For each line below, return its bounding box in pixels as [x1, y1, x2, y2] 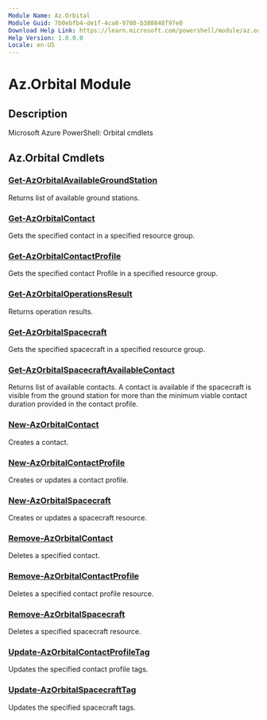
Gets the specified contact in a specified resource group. [8, 231, 195, 241]
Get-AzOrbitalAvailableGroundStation [8, 175, 157, 186]
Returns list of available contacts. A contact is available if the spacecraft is [8, 382, 252, 392]
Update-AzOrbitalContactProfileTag [8, 647, 150, 657]
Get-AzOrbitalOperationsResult [8, 288, 133, 300]
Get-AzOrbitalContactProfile [8, 251, 122, 262]
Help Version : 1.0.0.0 [8, 33, 83, 42]
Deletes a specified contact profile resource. [8, 589, 154, 598]
